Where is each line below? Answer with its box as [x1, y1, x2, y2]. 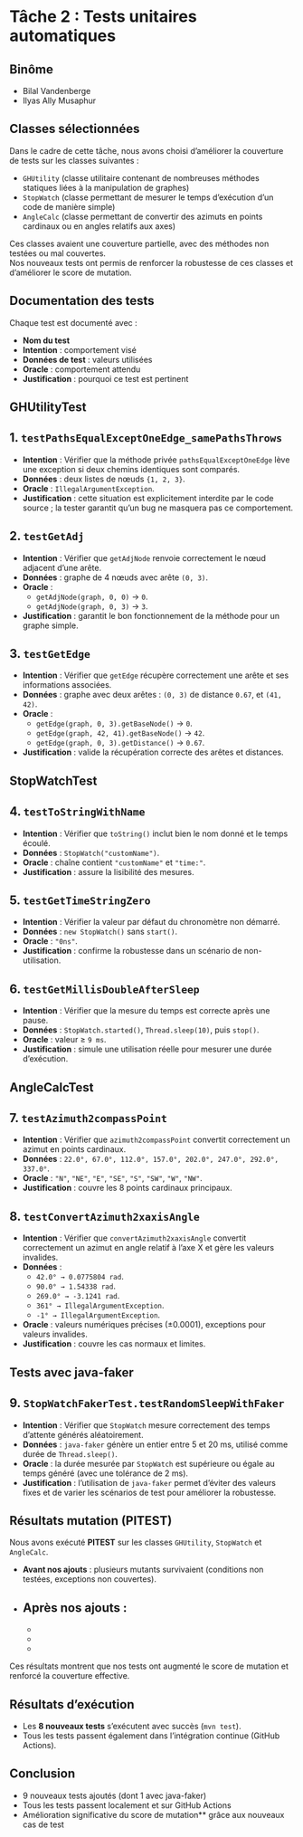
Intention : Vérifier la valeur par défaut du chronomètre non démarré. [22, 917, 280, 928]
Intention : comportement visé [22, 344, 137, 355]
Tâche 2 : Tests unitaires [9, 6, 197, 27]
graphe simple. [22, 620, 79, 631]
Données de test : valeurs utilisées [22, 354, 153, 365]
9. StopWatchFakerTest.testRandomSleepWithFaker [9, 1395, 285, 1411]
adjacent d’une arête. [22, 562, 102, 573]
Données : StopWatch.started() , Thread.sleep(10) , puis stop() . [22, 1024, 260, 1035]
